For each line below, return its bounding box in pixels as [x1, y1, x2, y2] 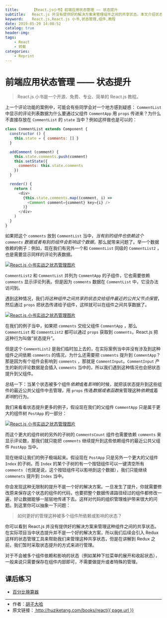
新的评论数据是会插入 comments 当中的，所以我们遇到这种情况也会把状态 [13, 364, 161, 370]
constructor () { [9, 131, 46, 137]
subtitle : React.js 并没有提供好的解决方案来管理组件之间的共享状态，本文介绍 [5, 12, 156, 17]
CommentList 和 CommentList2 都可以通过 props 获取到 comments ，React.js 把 [5, 329, 158, 335]
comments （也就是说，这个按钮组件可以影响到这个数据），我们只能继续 [5, 466, 148, 472]
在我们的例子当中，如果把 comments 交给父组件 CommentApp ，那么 [5, 322, 138, 328]
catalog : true [5, 26, 35, 31]
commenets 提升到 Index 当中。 [5, 473, 67, 479]
